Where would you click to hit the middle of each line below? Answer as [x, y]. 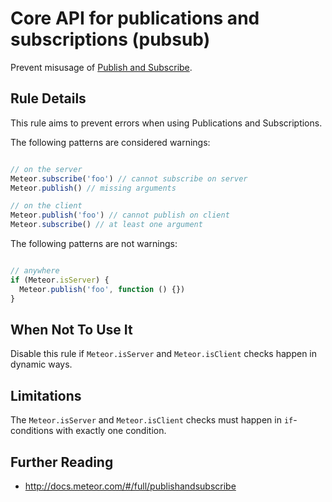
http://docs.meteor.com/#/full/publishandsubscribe [130, 486]
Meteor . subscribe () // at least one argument [106, 225]
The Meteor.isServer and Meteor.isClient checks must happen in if [152, 420]
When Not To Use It [71, 329]
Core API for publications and [135, 18]
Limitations [46, 395]
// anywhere [35, 271]
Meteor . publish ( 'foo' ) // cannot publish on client [120, 215]
